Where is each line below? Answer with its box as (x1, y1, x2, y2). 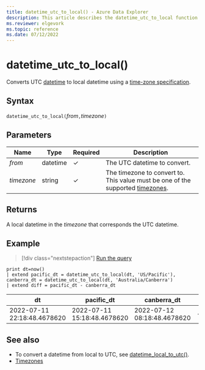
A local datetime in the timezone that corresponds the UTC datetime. (6, 221, 179, 228)
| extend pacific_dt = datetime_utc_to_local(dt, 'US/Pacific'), (6, 272, 176, 278)
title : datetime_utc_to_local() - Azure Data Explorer (6, 9, 149, 15)
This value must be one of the (106, 176, 191, 184)
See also (6, 335, 40, 345)
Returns (6, 204, 38, 215)
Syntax (6, 96, 34, 106)
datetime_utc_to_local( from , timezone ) (6, 112, 107, 119)
